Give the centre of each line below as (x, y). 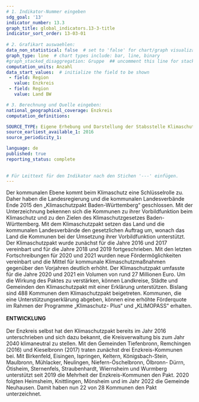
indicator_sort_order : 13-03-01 (46, 34)
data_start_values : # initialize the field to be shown (78, 72)
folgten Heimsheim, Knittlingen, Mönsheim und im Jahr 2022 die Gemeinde (98, 381)
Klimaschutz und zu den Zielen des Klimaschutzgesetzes (76, 218)
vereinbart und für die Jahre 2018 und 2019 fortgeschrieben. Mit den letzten (99, 249)
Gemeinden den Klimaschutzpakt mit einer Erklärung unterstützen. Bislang (97, 287)
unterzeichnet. (24, 394)
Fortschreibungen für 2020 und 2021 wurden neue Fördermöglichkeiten (94, 256)
